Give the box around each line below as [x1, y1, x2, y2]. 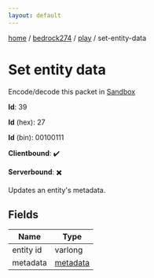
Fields [8, 208, 39, 221]
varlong [54, 245, 83, 256]
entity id [12, 245, 42, 256]
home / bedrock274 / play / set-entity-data [8, 33, 147, 43]
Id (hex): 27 [8, 117, 46, 127]
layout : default [8, 11, 61, 20]
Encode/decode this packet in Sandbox [8, 87, 136, 96]
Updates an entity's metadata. [8, 185, 106, 195]
